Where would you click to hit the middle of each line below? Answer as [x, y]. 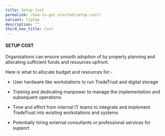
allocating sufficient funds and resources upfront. [57, 62]
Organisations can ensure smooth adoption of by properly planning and [80, 57]
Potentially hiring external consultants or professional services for [82, 123]
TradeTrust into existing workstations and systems [65, 112]
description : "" [22, 24]
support [21, 128]
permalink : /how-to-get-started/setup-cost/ [53, 15]
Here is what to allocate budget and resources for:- [59, 72]
